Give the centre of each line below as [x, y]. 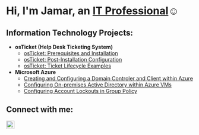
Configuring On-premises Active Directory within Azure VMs [98, 85]
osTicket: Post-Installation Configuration [73, 60]
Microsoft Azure [35, 72]
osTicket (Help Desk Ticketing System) [64, 47]
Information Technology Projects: [70, 33]
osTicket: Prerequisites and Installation [71, 53]
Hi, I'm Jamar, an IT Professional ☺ [93, 11]
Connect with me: [40, 110]
